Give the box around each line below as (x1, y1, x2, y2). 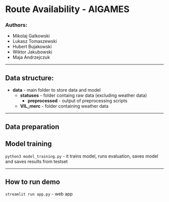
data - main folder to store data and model (12, 87, 101, 93)
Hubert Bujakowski (12, 44, 52, 50)
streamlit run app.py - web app (5, 191, 73, 197)
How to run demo (5, 177, 60, 186)
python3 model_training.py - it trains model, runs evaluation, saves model (5, 153, 158, 159)
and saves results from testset (5, 158, 68, 164)
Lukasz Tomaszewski (12, 38, 57, 44)
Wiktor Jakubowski (12, 49, 53, 55)
